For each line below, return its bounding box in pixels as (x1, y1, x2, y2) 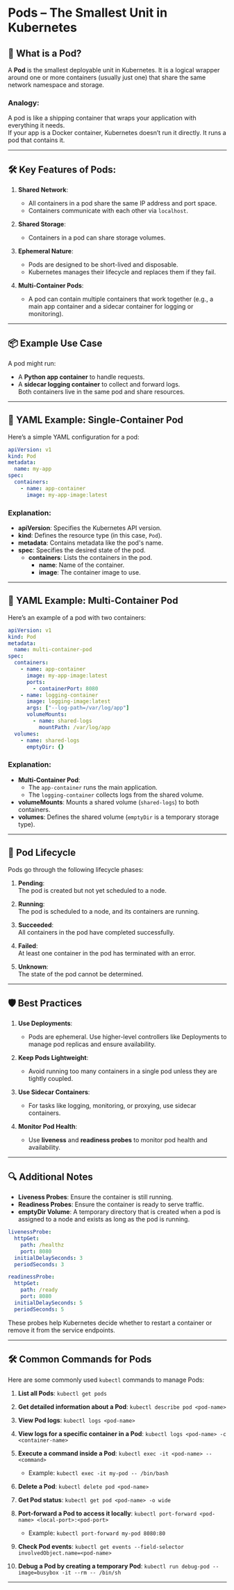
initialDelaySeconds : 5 (14, 1299, 83, 1307)
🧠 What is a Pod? (8, 47, 82, 59)
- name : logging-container (20, 692, 99, 699)
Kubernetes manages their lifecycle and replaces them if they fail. (28, 268, 216, 276)
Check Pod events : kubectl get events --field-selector (17, 1542, 185, 1550)
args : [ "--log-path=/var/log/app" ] (26, 705, 130, 712)
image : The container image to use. (38, 568, 141, 577)
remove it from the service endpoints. (8, 1325, 115, 1334)
